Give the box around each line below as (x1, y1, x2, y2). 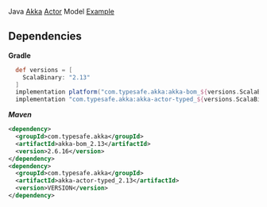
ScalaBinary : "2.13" (22, 73, 91, 82)
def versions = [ (15, 66, 73, 74)
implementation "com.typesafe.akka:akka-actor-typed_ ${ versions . (15, 95, 237, 104)
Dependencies (8, 29, 82, 43)
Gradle (8, 51, 32, 60)
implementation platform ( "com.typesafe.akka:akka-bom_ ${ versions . (15, 88, 240, 96)
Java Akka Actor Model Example (8, 7, 115, 16)
